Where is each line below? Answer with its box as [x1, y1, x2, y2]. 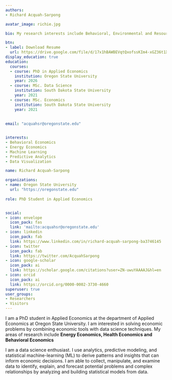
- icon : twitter [5, 243, 40, 249]
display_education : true [5, 54, 58, 60]
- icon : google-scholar [5, 258, 56, 263]
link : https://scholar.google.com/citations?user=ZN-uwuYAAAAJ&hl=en [10, 268, 161, 273]
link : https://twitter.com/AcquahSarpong [10, 253, 100, 258]
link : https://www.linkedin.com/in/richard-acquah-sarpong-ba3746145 [10, 239, 161, 244]
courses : [10, 64, 29, 69]
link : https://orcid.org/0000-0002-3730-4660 [10, 282, 109, 287]
